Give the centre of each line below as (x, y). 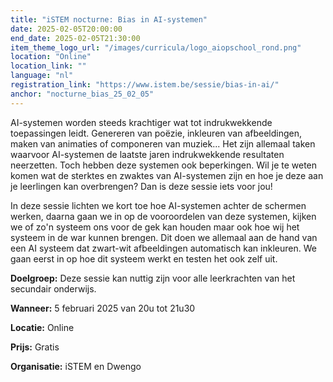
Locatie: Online (42, 327)
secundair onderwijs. (53, 288)
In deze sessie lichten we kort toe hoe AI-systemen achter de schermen (158, 205)
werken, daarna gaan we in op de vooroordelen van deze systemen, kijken (163, 216)
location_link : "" (48, 66)
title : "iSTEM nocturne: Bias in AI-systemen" (109, 19)
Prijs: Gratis (35, 347)
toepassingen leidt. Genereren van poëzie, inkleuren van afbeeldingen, (156, 133)
